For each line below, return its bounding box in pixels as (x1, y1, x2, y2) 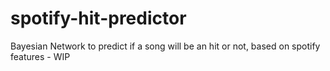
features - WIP (10, 50, 71, 62)
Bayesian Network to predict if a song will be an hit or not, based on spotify (10, 40, 321, 52)
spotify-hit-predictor (10, 7, 187, 30)
